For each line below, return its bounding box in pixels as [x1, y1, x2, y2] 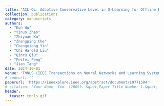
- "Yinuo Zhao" [9, 30, 41, 35]
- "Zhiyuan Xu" [9, 35, 41, 40]
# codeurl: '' [5, 75, 34, 80]
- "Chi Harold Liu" [9, 48, 49, 53]
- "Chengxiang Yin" [9, 43, 49, 48]
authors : [5, 21, 23, 26]
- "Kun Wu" [9, 25, 32, 30]
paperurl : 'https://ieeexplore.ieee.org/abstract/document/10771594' [5, 80, 150, 85]
